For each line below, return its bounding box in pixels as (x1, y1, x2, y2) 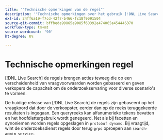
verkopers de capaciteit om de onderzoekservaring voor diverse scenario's (5, 85, 156, 91)
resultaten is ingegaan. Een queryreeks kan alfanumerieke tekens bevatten (5, 110, 154, 116)
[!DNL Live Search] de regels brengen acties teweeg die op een (5, 75, 132, 81)
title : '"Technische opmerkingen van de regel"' (5, 7, 105, 12)
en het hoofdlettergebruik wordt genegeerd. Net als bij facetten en (5, 115, 138, 121)
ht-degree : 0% (5, 34, 34, 39)
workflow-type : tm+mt (5, 25, 49, 30)
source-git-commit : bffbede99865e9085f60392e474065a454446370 (5, 20, 133, 26)
